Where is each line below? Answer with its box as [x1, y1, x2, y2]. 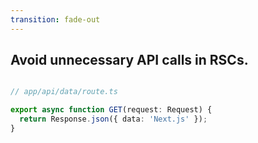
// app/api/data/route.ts [10, 87, 118, 97]
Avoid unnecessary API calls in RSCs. [10, 52, 249, 69]
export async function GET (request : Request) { [10, 105, 213, 115]
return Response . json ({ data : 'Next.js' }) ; [19, 114, 208, 125]
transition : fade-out [10, 14, 101, 25]
